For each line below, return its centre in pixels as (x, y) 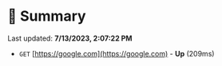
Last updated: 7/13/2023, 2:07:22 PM (70, 38)
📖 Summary (47, 16)
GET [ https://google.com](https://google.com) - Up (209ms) (117, 53)
